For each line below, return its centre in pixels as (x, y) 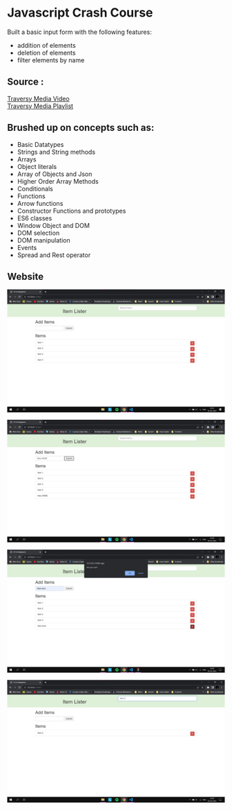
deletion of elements (46, 53)
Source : (26, 82)
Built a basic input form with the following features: (79, 32)
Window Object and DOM (53, 225)
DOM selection (38, 233)
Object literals (37, 166)
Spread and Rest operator (54, 255)
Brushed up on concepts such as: (81, 128)
